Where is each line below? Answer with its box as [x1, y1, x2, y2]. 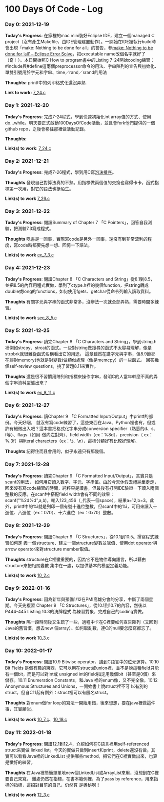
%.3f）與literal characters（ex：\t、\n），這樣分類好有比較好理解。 [5, 438, 139, 444]
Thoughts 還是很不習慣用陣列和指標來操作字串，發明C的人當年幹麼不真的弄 [5, 374, 158, 379]
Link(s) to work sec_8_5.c [5, 315, 57, 321]
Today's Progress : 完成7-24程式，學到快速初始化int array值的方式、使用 [5, 114, 151, 120]
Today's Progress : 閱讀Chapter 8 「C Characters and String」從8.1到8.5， [5, 276, 155, 282]
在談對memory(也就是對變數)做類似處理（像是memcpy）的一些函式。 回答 [5, 357, 155, 363]
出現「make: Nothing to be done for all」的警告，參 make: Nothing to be [9, 45, 153, 51]
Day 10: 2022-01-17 [5, 647, 53, 654]
